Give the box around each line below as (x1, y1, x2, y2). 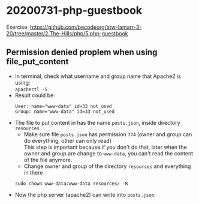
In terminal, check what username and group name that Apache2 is (14, 73, 182, 80)
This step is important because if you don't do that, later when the (23, 143, 187, 151)
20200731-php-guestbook (6, 4, 143, 17)
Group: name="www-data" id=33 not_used (14, 109, 115, 115)
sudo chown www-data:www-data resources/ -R (14, 181, 128, 187)
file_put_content (6, 56, 69, 67)
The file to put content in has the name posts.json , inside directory (14, 119, 181, 126)
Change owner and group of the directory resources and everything (23, 163, 191, 170)
